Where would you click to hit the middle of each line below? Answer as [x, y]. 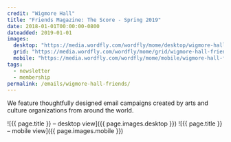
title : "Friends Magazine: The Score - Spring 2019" [84, 20]
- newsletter [32, 71]
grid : [21, 52]
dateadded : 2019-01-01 [40, 33]
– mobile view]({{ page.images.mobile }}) [65, 131]
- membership [32, 77]
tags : [15, 64]
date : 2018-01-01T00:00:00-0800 [53, 26]
